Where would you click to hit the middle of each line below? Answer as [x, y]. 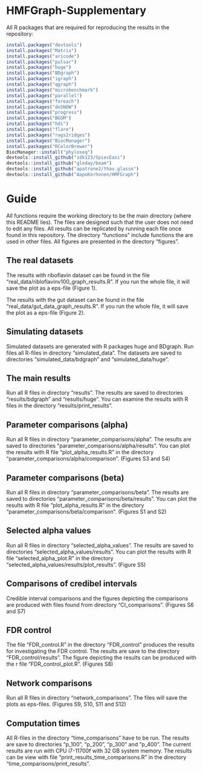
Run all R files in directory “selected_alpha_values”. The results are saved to [100, 545]
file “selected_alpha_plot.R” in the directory [60, 558]
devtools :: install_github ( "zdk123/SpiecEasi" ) [66, 158]
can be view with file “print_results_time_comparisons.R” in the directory [96, 757]
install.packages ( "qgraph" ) [42, 85]
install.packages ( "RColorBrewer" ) [50, 146]
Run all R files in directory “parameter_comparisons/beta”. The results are [98, 492]
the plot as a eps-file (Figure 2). [46, 312]
